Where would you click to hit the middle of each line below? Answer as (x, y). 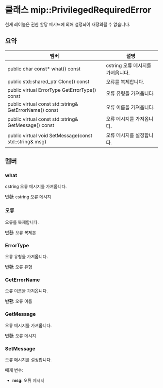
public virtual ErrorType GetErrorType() (52, 90)
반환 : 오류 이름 (19, 301)
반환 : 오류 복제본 (21, 232)
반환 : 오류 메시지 (21, 336)
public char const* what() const (44, 68)
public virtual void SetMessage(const (50, 135)
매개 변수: (14, 370)
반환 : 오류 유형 (19, 267)
